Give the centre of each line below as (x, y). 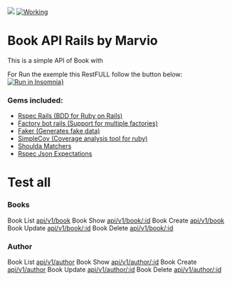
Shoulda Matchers (44, 146)
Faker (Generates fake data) (59, 131)
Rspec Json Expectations (55, 154)
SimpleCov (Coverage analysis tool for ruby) (83, 138)
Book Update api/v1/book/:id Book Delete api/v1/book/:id (90, 228)
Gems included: (35, 100)
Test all (29, 183)
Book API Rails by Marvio (83, 41)
